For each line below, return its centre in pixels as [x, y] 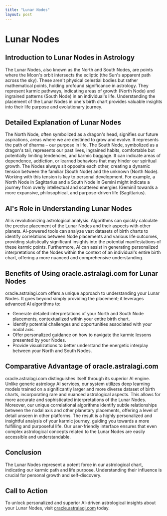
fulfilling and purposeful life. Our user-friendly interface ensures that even [81, 426]
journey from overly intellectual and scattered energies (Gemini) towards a [82, 187]
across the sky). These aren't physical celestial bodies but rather [72, 80]
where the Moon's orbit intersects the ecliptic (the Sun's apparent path [78, 75]
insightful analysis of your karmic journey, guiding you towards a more [77, 421]
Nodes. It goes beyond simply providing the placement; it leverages [75, 298]
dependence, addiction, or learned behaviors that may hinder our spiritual [81, 161]
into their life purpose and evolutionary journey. [54, 107]
